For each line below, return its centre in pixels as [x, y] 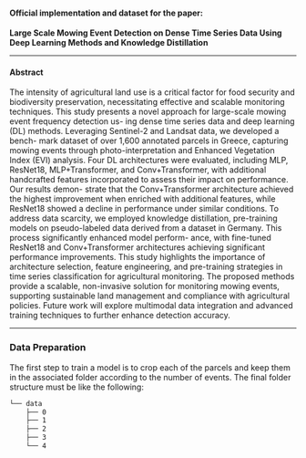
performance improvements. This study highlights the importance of [138, 257]
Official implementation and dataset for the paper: [106, 13]
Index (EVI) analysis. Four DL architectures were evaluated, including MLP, [149, 161]
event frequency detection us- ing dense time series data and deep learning [152, 121]
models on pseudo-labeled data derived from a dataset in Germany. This [146, 228]
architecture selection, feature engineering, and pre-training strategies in [146, 267]
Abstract [26, 72]
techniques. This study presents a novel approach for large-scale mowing [148, 112]
